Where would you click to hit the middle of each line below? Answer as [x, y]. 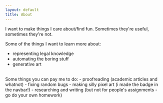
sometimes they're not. [29, 34]
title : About [19, 14]
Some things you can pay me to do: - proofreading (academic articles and [81, 79]
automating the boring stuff [40, 58]
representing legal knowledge [43, 53]
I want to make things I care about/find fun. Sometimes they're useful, [77, 28]
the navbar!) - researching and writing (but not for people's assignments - [81, 89]
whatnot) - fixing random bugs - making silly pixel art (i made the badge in [82, 84]
